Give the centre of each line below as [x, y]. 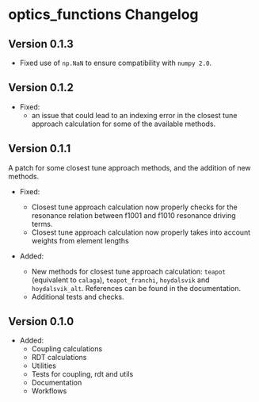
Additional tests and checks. [78, 297]
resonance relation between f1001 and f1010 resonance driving [133, 215]
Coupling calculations [67, 349]
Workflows [49, 391]
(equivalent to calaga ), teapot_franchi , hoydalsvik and [120, 280]
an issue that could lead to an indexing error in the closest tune [134, 115]
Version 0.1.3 [41, 44]
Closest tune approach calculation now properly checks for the [134, 207]
